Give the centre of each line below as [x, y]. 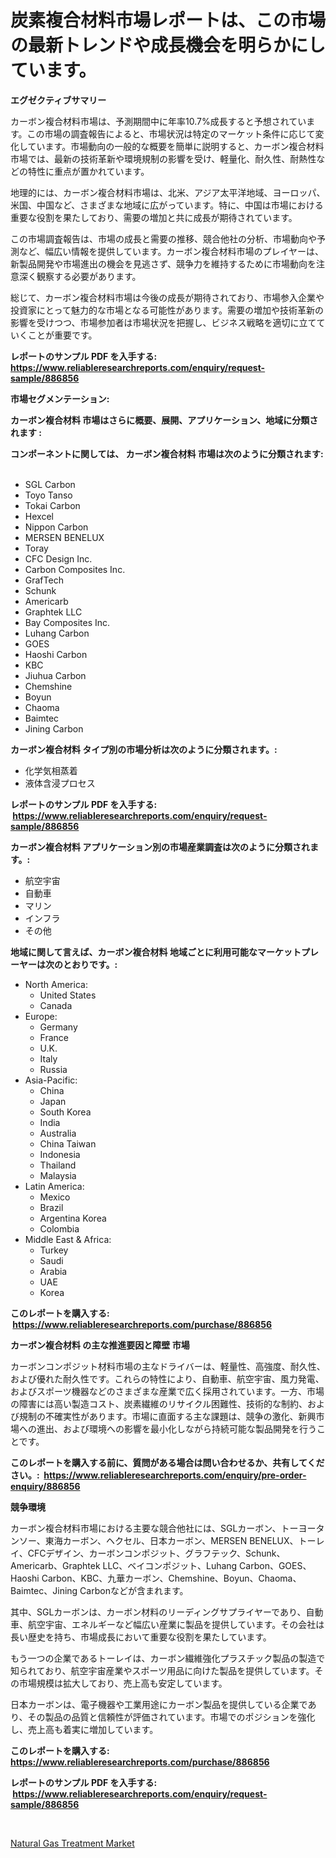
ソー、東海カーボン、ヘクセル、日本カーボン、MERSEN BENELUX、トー [167, 1540]
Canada [56, 1005]
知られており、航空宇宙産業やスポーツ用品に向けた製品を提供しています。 [162, 1670]
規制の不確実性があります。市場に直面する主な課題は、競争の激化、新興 [167, 1416]
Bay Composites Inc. [67, 622]
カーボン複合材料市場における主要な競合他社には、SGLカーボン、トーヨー [163, 1528]
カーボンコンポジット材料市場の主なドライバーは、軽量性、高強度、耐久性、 [168, 1366]
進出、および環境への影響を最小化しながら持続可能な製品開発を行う [176, 1428]
